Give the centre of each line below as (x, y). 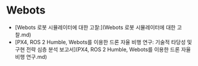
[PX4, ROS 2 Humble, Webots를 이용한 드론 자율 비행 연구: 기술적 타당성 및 (103, 42)
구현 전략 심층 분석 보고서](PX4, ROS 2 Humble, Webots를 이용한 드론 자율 (103, 49)
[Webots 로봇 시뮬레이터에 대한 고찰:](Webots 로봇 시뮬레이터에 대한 (95, 27)
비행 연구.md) (31, 57)
